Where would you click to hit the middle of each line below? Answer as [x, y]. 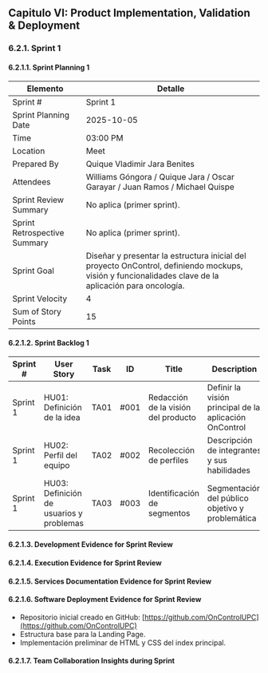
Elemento [45, 89]
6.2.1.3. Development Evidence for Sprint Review [91, 544]
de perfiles [168, 460]
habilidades [229, 470]
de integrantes [234, 450]
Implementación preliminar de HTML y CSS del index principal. [122, 643]
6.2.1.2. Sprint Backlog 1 [49, 343]
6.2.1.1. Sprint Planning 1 [49, 67]
